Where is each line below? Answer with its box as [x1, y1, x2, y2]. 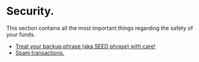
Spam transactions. [15, 49, 64, 56]
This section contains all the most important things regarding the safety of [6, 24, 193, 32]
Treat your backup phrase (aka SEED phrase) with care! [15, 43, 156, 50]
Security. [6, 4, 54, 18]
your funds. [6, 30, 36, 38]
